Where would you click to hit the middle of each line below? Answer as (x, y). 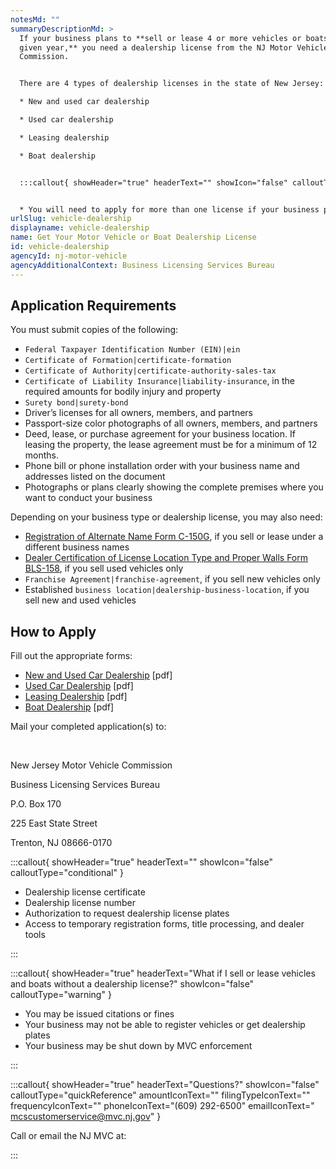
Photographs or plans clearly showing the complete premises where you (174, 487)
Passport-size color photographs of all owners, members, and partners (171, 423)
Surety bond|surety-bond (76, 403)
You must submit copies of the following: (94, 330)
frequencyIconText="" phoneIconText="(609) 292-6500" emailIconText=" (162, 1106)
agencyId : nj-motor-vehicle (69, 256)
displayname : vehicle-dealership (80, 228)
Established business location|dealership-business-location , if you (167, 590)
